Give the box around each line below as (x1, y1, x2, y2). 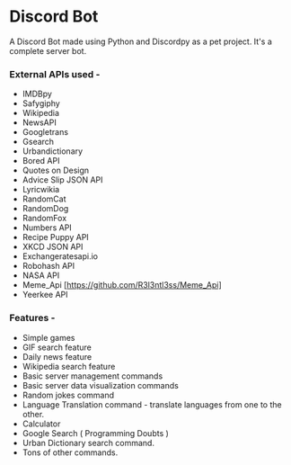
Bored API (22, 156, 60, 166)
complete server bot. (9, 45, 87, 56)
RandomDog (22, 203, 69, 214)
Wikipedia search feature (22, 361, 116, 371)
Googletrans (22, 127, 69, 138)
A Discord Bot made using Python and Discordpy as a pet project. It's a (9, 36, 272, 47)
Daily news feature (22, 351, 93, 362)
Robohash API (22, 261, 75, 272)
